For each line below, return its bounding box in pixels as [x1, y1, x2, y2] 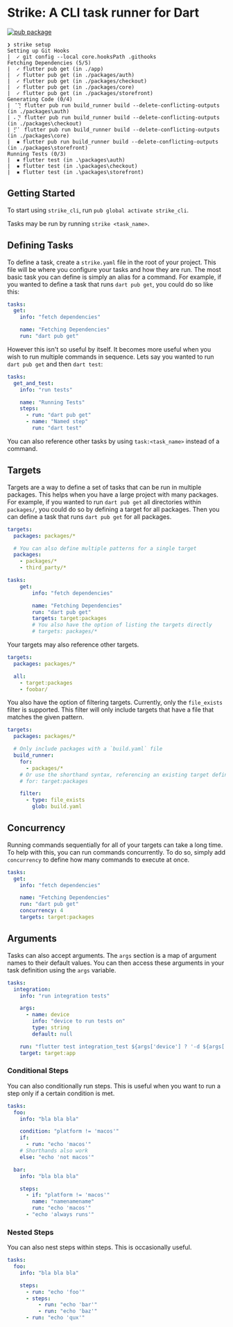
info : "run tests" [19, 386, 73, 393]
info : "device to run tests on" [32, 1018, 126, 1025]
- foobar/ [19, 685, 49, 693]
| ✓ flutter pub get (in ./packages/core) [7, 83, 135, 91]
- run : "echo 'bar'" [37, 1301, 98, 1308]
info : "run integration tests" [19, 992, 110, 1000]
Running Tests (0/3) [7, 151, 67, 157]
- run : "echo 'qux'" [25, 1315, 85, 1321]
